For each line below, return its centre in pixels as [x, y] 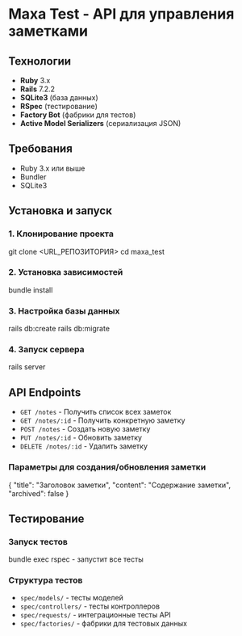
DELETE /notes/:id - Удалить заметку [83, 446]
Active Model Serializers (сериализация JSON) [100, 123]
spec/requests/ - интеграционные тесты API [95, 615]
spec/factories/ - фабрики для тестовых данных [104, 624]
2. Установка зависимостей [66, 272]
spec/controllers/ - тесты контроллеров [90, 606]
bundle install [31, 290]
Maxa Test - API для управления [121, 14]
